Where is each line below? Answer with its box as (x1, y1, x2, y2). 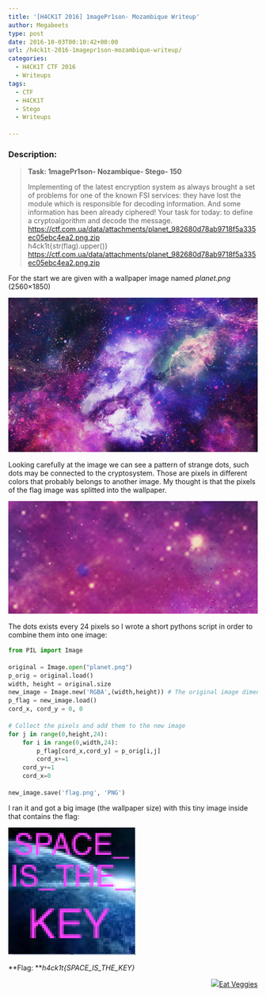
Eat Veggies (218, 979, 258, 988)
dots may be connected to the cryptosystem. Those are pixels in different (8, 468, 248, 478)
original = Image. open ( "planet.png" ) (8, 663, 133, 671)
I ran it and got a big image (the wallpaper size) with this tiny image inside (8, 803, 249, 813)
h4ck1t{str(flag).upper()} (27, 241, 108, 251)
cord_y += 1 (22, 764, 55, 772)
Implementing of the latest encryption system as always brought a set (27, 183, 256, 192)
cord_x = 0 (22, 772, 51, 780)
